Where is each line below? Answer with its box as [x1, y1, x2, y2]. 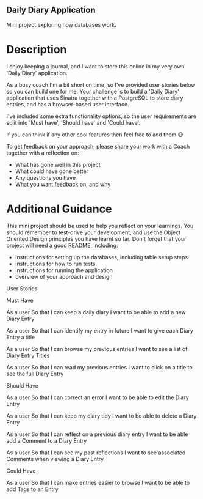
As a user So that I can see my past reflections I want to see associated [6, 449, 186, 456]
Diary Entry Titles [6, 352, 50, 359]
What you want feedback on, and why [15, 180, 111, 188]
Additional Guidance [6, 202, 112, 216]
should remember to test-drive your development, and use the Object [6, 229, 181, 236]
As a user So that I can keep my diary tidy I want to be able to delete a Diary [6, 412, 197, 420]
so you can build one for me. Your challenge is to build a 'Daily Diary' [6, 87, 180, 95]
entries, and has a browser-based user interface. [6, 100, 129, 108]
